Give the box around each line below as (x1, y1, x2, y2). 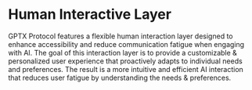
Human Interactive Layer (8, 5, 172, 23)
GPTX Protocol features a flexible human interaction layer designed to (8, 31, 233, 41)
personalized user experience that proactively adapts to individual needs (8, 56, 243, 66)
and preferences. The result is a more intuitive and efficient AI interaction (8, 64, 244, 74)
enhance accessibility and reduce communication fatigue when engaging (8, 39, 245, 49)
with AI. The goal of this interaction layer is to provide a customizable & (8, 48, 237, 57)
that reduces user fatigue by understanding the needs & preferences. (8, 73, 232, 82)
